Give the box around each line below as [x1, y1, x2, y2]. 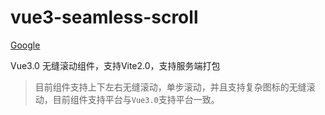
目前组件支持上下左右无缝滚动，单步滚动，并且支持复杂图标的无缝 [34, 81, 307, 93]
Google [10, 39, 41, 51]
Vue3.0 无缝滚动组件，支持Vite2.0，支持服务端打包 [10, 59, 221, 71]
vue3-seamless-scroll [10, 6, 199, 29]
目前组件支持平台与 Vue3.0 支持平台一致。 [52, 93, 220, 105]
